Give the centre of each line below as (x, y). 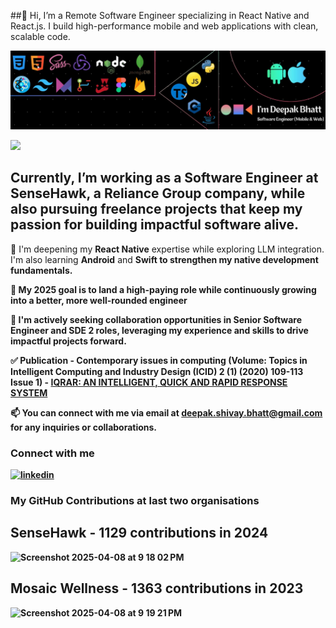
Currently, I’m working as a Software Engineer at (164, 178)
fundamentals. (41, 270)
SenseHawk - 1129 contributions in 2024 (139, 533)
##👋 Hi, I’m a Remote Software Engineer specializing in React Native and (160, 15)
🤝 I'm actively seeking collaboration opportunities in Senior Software (156, 319)
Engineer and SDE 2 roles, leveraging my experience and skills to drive (159, 330)
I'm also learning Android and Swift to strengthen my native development (164, 259)
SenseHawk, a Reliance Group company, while (158, 193)
